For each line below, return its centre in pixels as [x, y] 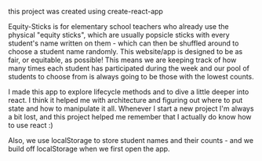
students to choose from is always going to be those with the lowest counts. [131, 77]
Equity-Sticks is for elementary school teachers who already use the [118, 26]
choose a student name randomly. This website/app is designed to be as [126, 51]
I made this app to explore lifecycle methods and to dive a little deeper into [129, 92]
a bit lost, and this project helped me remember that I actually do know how [130, 117]
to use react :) [31, 125]
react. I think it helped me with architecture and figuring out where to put [126, 100]
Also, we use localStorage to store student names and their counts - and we [131, 140]
